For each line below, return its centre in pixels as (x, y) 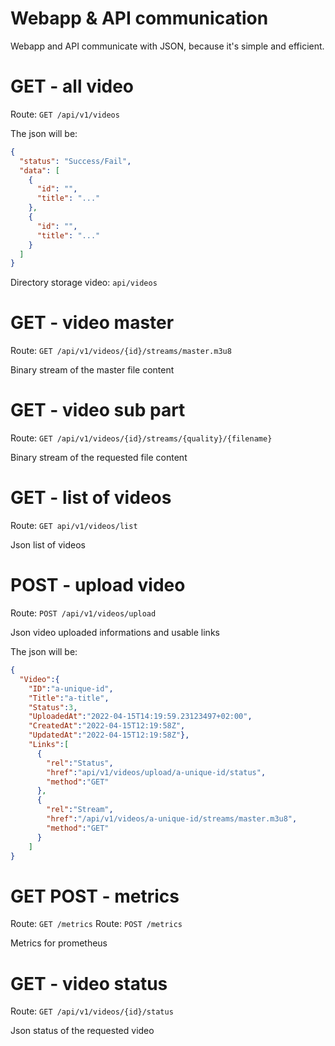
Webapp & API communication (139, 18)
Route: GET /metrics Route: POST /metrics (96, 924)
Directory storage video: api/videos (84, 283)
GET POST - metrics (95, 896)
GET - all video (72, 86)
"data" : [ (39, 170)
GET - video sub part (98, 410)
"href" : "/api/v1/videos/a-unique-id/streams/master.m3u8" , (172, 819)
